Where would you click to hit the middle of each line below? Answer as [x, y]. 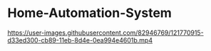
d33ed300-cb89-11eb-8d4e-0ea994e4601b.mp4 [80, 40]
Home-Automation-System [90, 13]
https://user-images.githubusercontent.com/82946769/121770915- [106, 33]
